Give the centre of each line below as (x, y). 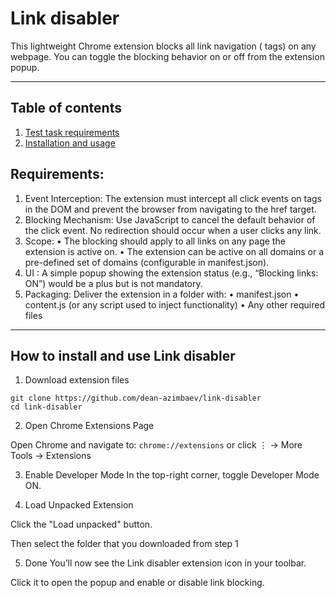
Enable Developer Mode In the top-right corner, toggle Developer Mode (172, 475)
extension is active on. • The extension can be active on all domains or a (174, 251)
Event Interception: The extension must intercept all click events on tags (173, 198)
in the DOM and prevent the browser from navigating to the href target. (170, 209)
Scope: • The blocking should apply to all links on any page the (155, 241)
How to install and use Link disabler (123, 355)
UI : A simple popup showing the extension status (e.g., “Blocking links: (171, 273)
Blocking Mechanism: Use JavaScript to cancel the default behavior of (170, 219)
